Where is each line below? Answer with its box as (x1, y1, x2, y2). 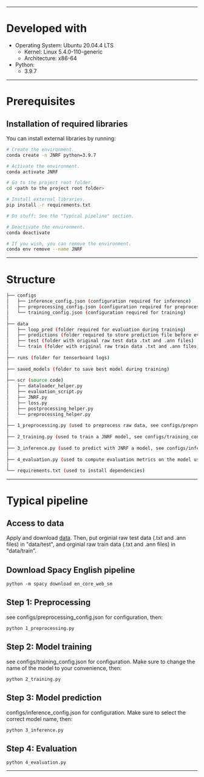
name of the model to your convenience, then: (6, 664, 122, 672)
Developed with (6, 22, 87, 35)
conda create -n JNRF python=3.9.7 (6, 152, 97, 158)
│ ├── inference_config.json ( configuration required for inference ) (6, 299, 191, 305)
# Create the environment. (6, 147, 75, 153)
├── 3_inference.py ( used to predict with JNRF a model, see (6, 445, 165, 451)
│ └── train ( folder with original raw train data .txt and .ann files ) (6, 344, 200, 350)
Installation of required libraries (6, 119, 128, 129)
